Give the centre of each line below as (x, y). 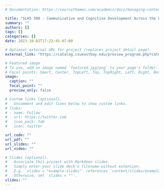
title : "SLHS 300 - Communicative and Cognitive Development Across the (81, 18)
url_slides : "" (20, 144)
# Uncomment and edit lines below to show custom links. (66, 104)
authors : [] (17, 27)
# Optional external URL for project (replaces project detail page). (78, 50)
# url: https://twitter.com (36, 117)
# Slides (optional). (27, 157)
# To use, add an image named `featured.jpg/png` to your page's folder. (82, 68)
